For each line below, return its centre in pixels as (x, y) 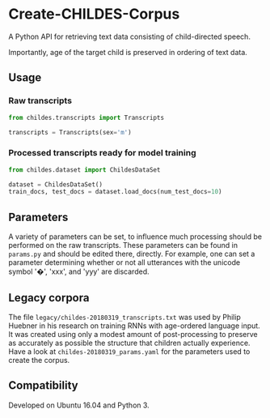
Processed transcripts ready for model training (102, 153)
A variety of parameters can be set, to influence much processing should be (135, 237)
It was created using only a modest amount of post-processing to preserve (133, 334)
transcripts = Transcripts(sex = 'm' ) (70, 132)
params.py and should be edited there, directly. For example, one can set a (132, 254)
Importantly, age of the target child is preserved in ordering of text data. (128, 52)
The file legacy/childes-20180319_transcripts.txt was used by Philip (124, 317)
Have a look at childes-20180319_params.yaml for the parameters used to (129, 351)
